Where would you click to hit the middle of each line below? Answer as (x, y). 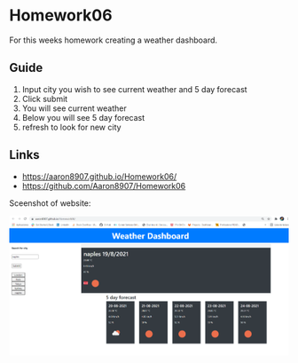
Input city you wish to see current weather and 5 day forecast (134, 89)
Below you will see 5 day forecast (83, 117)
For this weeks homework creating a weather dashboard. (114, 40)
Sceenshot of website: (50, 203)
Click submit (45, 99)
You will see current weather (74, 108)
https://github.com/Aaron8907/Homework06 (104, 185)
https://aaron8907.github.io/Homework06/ (99, 176)
